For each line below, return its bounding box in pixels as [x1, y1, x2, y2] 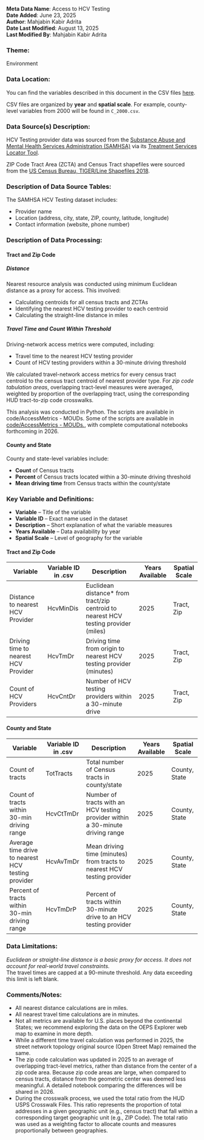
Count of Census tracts [15, 466, 74, 474]
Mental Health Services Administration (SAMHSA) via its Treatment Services [6, 142, 197, 149]
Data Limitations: [6, 942, 58, 951]
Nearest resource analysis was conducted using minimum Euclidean [6, 280, 177, 287]
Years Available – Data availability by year [15, 528, 121, 535]
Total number [86, 757, 124, 766]
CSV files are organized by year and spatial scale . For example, [6, 100, 166, 108]
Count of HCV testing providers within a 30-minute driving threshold [15, 358, 186, 366]
